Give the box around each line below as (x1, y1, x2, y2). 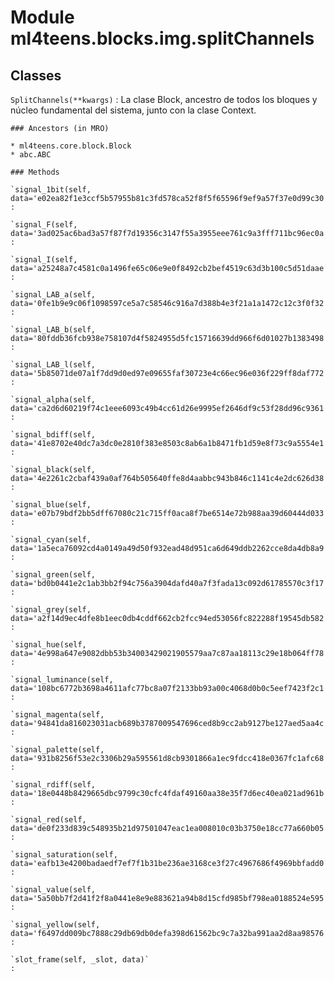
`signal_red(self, (10, 815, 87, 825)
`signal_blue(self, (10, 500, 92, 510)
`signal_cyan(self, (10, 535, 92, 545)
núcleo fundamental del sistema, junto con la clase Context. (10, 104, 257, 116)
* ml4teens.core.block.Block (10, 141, 132, 151)
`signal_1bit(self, (10, 185, 92, 195)
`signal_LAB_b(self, (10, 325, 97, 335)
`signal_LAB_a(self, (10, 290, 97, 300)
